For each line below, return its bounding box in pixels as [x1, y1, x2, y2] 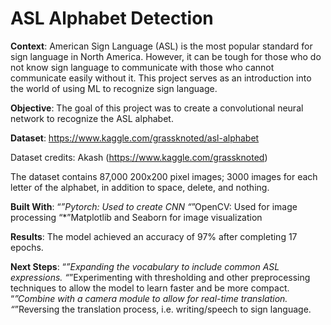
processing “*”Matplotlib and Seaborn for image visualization [10, 211, 263, 223]
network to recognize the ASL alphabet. [10, 112, 174, 124]
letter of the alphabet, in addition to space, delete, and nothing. [10, 181, 270, 193]
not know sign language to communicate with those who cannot [10, 61, 275, 73]
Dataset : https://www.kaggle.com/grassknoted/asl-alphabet [10, 132, 260, 144]
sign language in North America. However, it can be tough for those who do [10, 50, 322, 62]
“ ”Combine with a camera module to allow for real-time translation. [10, 292, 288, 304]
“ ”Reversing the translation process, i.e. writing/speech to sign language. [10, 303, 312, 315]
